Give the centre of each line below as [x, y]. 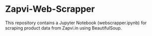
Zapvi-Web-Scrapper [50, 9]
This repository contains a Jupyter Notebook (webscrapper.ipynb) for [76, 23]
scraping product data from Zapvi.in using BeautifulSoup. [64, 28]
